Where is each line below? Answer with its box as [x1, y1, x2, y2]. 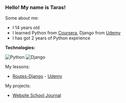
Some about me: [5, 15, 39, 21]
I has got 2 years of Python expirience [12, 35, 91, 41]
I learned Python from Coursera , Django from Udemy [12, 30, 121, 36]
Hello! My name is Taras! [5, 4, 66, 11]
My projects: [5, 83, 31, 89]
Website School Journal [12, 93, 61, 99]
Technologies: [5, 45, 36, 51]
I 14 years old [12, 25, 40, 31]
